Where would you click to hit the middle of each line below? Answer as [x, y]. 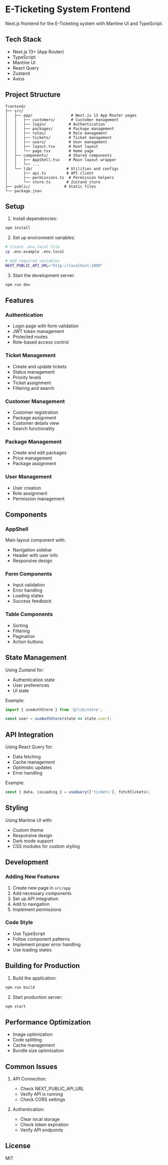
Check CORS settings [43, 1099]
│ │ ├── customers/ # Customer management [62, 120]
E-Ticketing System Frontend [68, 9]
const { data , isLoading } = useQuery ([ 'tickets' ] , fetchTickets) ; [78, 792]
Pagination [24, 636]
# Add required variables [32, 261]
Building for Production [43, 966]
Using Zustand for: [25, 670]
